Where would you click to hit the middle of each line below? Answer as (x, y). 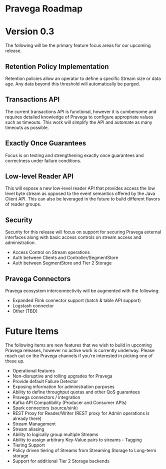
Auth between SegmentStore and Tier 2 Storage (62, 263)
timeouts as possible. (27, 127)
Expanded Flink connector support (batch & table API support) (76, 300)
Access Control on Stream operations (51, 252)
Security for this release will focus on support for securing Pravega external (83, 232)
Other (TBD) (25, 311)
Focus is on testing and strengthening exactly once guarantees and (74, 155)
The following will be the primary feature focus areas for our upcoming (78, 45)
